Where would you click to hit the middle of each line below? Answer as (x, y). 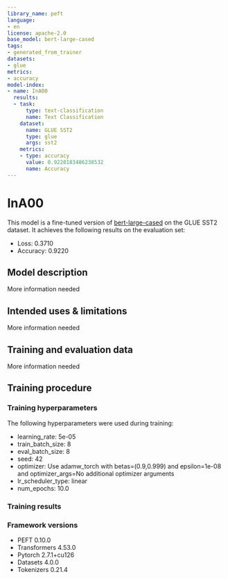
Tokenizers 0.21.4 (42, 569)
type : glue (41, 136)
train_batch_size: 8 (44, 444)
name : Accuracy (47, 169)
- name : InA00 (28, 91)
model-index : (26, 85)
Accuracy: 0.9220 (43, 250)
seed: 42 (30, 459)
